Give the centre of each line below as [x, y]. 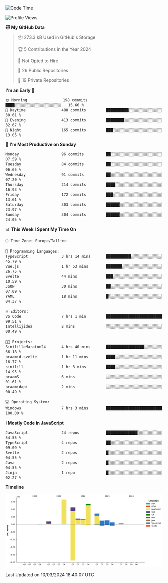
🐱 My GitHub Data [25, 27]
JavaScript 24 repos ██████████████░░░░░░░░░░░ [84, 433]
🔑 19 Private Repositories [43, 80]
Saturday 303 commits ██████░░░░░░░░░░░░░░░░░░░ [84, 205]
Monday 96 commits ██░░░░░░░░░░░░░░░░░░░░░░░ [84, 154]
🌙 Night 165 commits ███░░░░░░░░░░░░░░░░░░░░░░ [84, 130]
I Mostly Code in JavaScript [35, 423]
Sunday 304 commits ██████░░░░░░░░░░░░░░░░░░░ [84, 215]
